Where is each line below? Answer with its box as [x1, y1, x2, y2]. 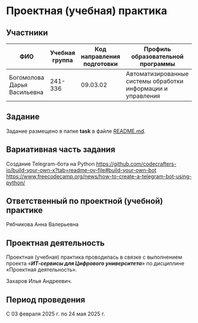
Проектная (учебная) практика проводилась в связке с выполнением [6, 253, 183, 261]
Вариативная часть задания [6, 144, 115, 154]
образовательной [131, 52, 184, 60]
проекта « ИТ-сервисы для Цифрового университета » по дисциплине [6, 260, 184, 267]
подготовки [83, 60, 118, 68]
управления [126, 92, 160, 100]
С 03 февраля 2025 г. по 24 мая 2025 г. [6, 311, 105, 318]
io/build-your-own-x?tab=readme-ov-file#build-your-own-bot [6, 166, 157, 173]
